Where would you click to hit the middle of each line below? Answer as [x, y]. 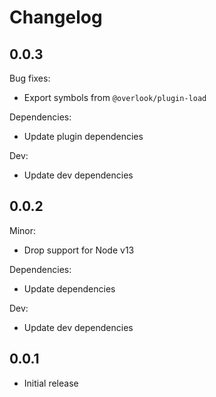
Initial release [51, 383]
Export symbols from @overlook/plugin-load [115, 97]
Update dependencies [69, 288]
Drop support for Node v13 [79, 250]
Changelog [56, 17]
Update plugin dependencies [83, 136]
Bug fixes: [30, 78]
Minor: [23, 230]
